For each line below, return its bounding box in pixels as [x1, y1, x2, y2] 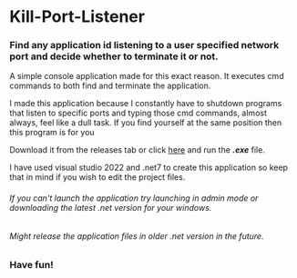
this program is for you [9, 127, 95, 138]
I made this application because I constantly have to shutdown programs [9, 98, 282, 109]
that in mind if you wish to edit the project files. [9, 172, 186, 183]
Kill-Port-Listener [9, 6, 146, 27]
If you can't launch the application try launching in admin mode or [9, 193, 259, 204]
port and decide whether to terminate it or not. [9, 50, 219, 63]
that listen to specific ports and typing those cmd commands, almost [9, 107, 267, 119]
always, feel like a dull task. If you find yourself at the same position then [9, 117, 282, 128]
